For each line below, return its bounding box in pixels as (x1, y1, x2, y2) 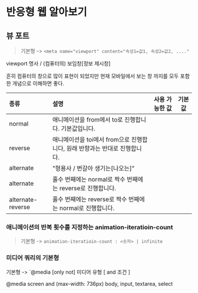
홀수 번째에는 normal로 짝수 (52, 175, 126, 183)
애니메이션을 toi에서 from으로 (52, 136, 130, 143)
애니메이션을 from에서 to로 (52, 116, 123, 124)
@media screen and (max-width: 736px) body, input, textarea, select (6, 280, 173, 287)
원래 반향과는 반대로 (66, 144, 119, 152)
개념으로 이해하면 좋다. (12, 80, 65, 87)
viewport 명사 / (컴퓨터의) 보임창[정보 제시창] (6, 60, 111, 67)
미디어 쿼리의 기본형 (6, 254, 60, 262)
